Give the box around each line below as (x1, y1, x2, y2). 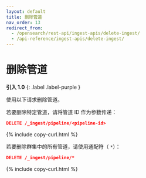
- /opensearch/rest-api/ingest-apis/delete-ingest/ (11, 31, 141, 36)
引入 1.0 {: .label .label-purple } (6, 83, 81, 90)
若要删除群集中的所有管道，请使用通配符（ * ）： (6, 143, 121, 150)
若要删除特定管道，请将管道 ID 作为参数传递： (6, 108, 117, 115)
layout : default (6, 8, 46, 15)
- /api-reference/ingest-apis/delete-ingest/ (11, 36, 125, 42)
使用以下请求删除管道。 (6, 96, 63, 103)
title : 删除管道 (6, 14, 42, 20)
